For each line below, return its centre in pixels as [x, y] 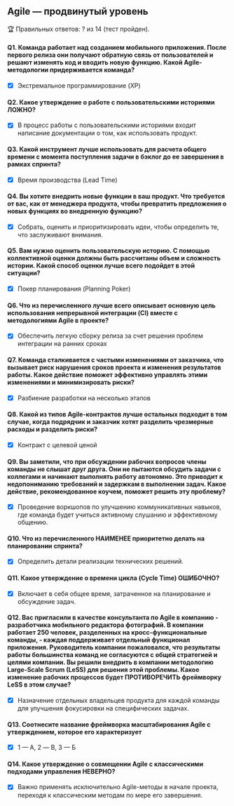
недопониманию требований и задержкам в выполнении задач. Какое [117, 484]
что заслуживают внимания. [60, 234]
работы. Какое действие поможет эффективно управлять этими [108, 375]
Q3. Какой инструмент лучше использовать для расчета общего [107, 149]
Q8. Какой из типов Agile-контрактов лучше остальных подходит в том [117, 414]
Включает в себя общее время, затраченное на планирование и [114, 593]
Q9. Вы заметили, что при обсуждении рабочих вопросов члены [107, 461]
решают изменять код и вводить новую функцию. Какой [95, 62]
